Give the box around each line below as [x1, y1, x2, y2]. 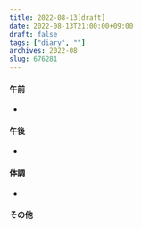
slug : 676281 [9, 55, 58, 63]
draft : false [9, 30, 58, 38]
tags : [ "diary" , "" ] [9, 38, 87, 47]
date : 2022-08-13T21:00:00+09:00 [9, 21, 134, 30]
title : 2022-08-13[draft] [9, 13, 105, 22]
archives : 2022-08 [9, 46, 78, 55]
